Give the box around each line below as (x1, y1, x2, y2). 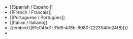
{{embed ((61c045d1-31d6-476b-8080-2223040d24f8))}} (9, 25, 128, 31)
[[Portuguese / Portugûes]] (9, 15, 65, 20)
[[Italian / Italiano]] (9, 19, 48, 25)
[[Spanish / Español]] (9, 4, 53, 10)
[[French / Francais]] (9, 9, 52, 15)
